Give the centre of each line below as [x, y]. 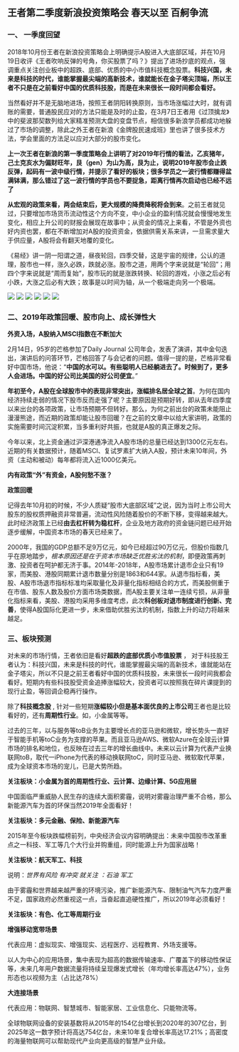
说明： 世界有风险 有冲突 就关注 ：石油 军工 [70, 875]
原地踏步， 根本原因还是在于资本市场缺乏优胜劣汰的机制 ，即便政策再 [119, 556]
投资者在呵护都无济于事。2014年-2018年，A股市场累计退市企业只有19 [122, 565]
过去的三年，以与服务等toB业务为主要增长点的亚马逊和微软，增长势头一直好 [118, 731]
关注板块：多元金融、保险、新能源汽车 [63, 821]
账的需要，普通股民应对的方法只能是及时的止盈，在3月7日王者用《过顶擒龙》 [118, 111]
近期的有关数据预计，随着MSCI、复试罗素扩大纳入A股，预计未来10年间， [114, 450]
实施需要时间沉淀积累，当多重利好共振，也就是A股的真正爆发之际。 [106, 426]
